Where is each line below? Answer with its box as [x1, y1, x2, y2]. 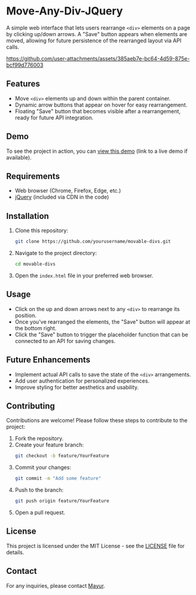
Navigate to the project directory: [14, 250, 97, 257]
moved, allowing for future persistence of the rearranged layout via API [6, 37, 182, 44]
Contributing [6, 401, 55, 411]
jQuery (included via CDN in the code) [14, 194, 109, 201]
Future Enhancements [6, 355, 91, 365]
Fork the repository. [14, 435, 64, 442]
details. [6, 549, 25, 556]
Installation [6, 211, 49, 221]
